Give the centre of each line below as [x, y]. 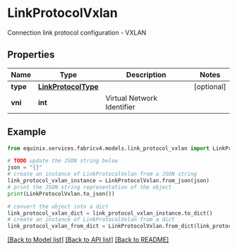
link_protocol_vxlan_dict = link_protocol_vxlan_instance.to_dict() [110, 213]
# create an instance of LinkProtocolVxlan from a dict [91, 220]
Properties [31, 55]
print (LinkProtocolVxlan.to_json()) [61, 194]
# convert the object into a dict [58, 206]
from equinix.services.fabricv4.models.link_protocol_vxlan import [109, 148]
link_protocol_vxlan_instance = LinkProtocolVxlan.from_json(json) [109, 181]
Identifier [120, 107]
